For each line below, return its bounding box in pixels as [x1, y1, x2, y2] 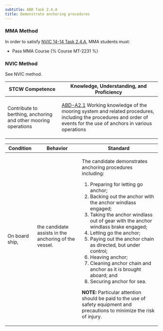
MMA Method [5, 28, 38, 34]
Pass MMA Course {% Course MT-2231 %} [12, 48, 98, 54]
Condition [8, 145, 32, 152]
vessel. [37, 242, 53, 248]
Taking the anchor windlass [90, 212, 153, 218]
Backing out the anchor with [90, 193, 154, 200]
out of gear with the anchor [90, 217, 152, 224]
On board [7, 232, 29, 239]
